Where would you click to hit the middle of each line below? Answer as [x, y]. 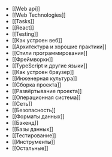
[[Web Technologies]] [39, 15]
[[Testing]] [25, 34]
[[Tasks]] [23, 21]
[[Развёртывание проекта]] [47, 91]
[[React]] [23, 27]
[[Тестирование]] [34, 136]
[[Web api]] [26, 9]
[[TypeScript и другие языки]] [50, 66]
